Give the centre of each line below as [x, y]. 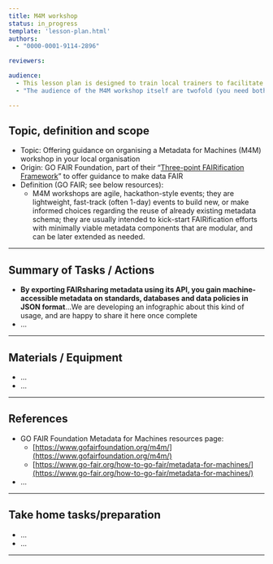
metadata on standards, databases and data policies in [154, 299]
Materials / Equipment [66, 358]
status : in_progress [43, 24]
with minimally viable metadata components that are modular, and [143, 228]
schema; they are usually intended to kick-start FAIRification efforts [145, 220]
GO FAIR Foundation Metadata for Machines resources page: [122, 438]
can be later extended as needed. [89, 237]
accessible [39, 299]
